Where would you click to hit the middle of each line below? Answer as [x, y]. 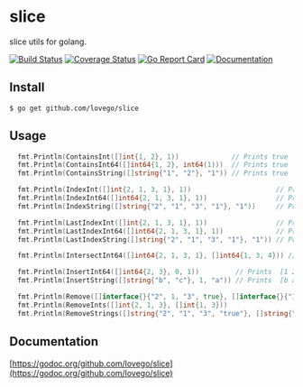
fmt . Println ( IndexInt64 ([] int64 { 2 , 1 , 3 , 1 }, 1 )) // [151, 198]
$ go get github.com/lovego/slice [74, 108]
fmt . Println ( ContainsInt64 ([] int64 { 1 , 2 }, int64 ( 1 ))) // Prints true [153, 165]
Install [27, 88]
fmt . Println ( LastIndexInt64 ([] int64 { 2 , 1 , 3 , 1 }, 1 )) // [151, 231]
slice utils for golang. [48, 41]
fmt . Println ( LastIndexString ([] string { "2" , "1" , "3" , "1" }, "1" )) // [151, 240]
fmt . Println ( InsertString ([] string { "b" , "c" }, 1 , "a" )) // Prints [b [153, 281]
